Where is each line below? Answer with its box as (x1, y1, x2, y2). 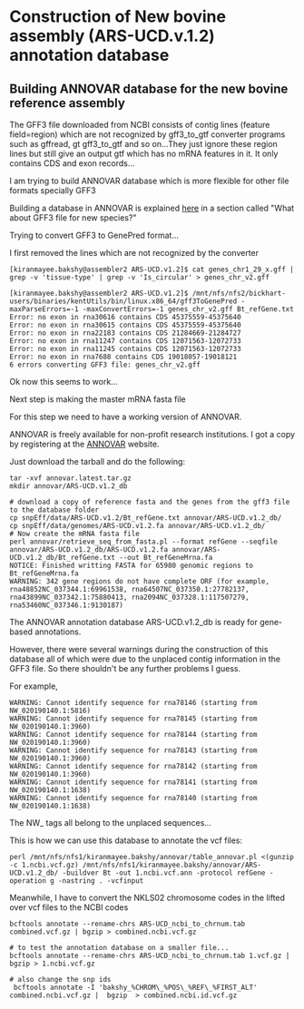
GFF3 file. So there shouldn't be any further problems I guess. (9, 663, 241, 673)
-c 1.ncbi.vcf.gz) (9, 860, 79, 869)
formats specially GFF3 (9, 185, 97, 196)
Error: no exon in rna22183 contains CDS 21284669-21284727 (9, 328, 242, 338)
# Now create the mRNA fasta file (9, 529, 141, 538)
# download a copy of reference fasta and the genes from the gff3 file (9, 497, 290, 506)
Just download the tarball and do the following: (9, 456, 186, 466)
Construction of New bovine (9, 6, 227, 27)
